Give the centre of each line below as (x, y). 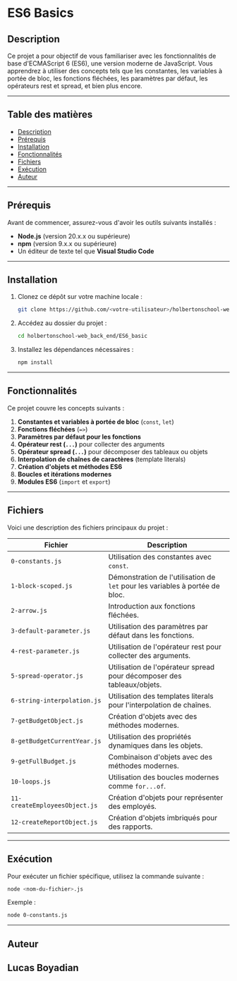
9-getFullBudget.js (43, 761)
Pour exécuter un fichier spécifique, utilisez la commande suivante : (106, 876)
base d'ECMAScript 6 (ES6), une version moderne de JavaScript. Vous (110, 63)
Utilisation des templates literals (161, 696)
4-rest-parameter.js (45, 651)
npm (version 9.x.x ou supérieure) (67, 243)
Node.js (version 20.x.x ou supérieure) (74, 236)
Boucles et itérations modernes (65, 474)
